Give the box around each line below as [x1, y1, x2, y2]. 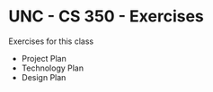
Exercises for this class [8, 36, 94, 46]
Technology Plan [21, 63, 84, 73]
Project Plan [21, 53, 67, 63]
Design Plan [21, 71, 67, 82]
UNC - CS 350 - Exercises [8, 6, 204, 27]
